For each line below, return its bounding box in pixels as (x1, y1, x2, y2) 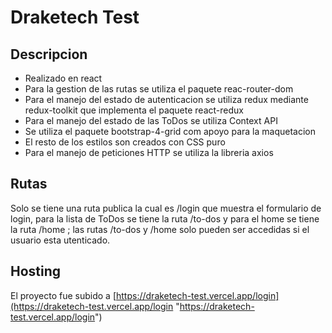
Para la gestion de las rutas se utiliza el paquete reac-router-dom (24, 83, 294, 95)
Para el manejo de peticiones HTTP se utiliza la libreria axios (24, 147, 274, 158)
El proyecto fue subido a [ (10, 289, 117, 301)
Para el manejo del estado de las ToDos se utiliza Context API (24, 115, 278, 126)
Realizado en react (24, 72, 103, 84)
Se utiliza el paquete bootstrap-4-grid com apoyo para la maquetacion (24, 126, 316, 137)
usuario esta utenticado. (10, 234, 111, 246)
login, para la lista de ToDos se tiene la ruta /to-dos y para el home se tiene (10, 212, 320, 225)
